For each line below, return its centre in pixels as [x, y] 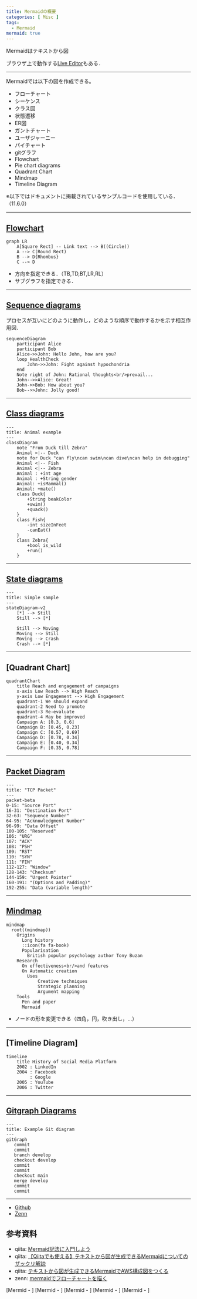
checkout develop [35, 1160]
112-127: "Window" [28, 867]
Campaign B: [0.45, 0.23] [48, 727]
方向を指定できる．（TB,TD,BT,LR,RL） [60, 273]
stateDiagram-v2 [26, 608]
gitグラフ [26, 153]
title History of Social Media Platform [67, 1062]
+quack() [38, 509]
